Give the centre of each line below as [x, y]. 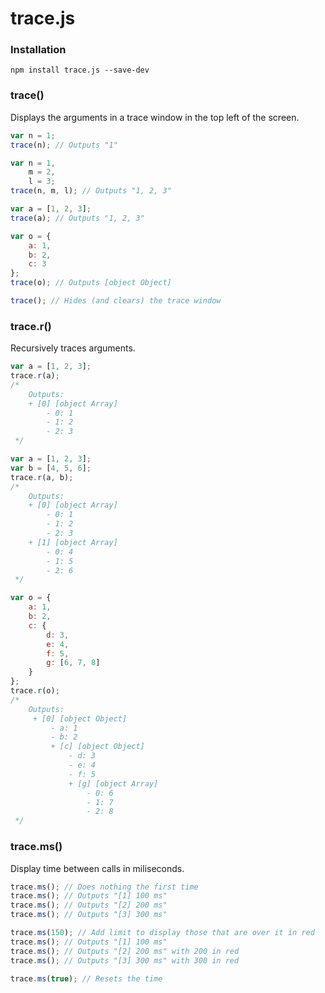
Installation [38, 50]
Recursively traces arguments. [73, 348]
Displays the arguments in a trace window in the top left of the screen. [155, 117]
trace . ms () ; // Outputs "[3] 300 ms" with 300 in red [125, 960]
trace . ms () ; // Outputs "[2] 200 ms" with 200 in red [125, 951]
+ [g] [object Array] [113, 783]
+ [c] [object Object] [97, 747]
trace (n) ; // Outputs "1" [64, 145]
